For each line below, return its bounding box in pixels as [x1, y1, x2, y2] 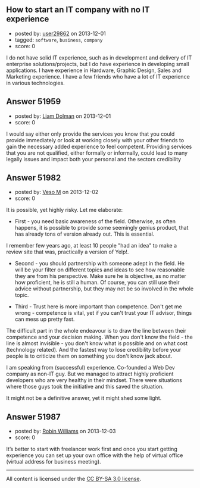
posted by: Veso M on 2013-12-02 [14, 189, 99, 196]
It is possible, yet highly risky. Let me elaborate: [6, 207, 123, 214]
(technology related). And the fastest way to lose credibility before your [6, 346, 182, 354]
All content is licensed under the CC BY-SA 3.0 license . [6, 476, 142, 483]
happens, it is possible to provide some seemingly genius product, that [14, 224, 189, 232]
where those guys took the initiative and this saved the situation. [6, 383, 164, 390]
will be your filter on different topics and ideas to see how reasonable [14, 266, 185, 273]
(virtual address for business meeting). [6, 458, 101, 465]
